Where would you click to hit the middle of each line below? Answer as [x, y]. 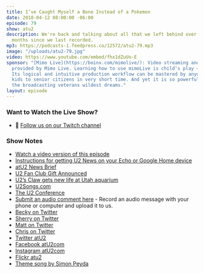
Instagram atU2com [40, 251]
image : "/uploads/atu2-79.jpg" [46, 52]
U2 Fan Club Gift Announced [51, 174]
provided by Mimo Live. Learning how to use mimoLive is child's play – [106, 68]
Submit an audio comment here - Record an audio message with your [102, 199]
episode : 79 [21, 23]
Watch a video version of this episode [62, 154]
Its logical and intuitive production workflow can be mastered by [99, 74]
